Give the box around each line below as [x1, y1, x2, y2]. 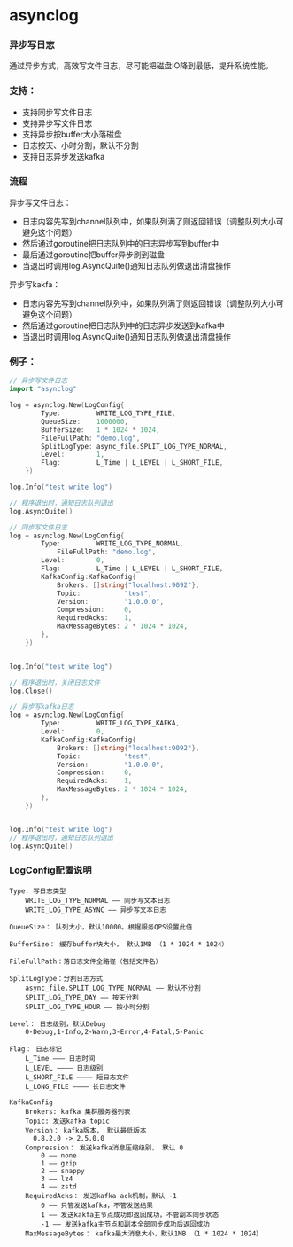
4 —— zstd [41, 1181, 77, 1191]
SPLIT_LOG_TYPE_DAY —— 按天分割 [25, 992, 139, 1002]
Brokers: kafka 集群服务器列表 [25, 1107, 131, 1116]
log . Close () [9, 686, 53, 695]
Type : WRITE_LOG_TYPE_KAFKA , [41, 719, 180, 728]
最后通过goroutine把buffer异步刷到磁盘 [21, 249, 166, 260]
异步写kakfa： [9, 279, 61, 290]
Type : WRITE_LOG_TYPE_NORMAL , [41, 539, 184, 548]
